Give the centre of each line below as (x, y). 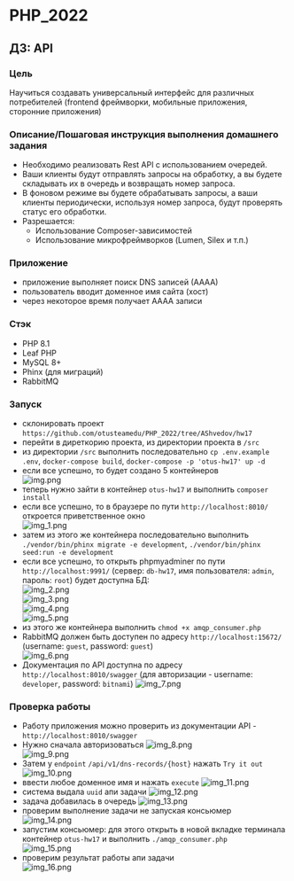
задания (28, 145)
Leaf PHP (39, 353)
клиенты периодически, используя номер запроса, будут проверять (152, 203)
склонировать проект (63, 424)
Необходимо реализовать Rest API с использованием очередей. (144, 165)
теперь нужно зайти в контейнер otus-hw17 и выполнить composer (145, 489)
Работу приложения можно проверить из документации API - (139, 726)
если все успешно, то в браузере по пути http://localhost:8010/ (145, 507)
